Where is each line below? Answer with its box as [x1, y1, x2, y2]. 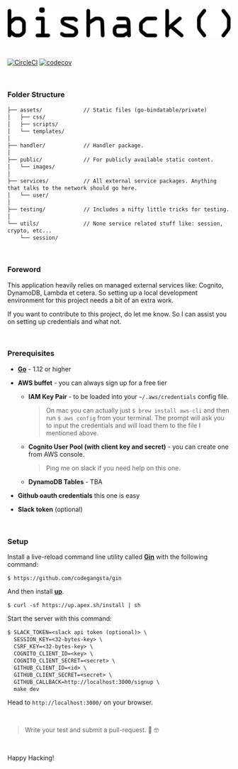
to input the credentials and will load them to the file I [45, 421, 201, 430]
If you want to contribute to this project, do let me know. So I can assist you [7, 310, 227, 318]
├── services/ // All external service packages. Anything [7, 178, 217, 185]
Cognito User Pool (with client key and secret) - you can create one [28, 442, 229, 451]
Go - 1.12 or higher [17, 364, 72, 373]
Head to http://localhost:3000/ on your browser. [7, 698, 154, 707]
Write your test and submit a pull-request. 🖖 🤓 [24, 726, 159, 734]
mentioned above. [45, 428, 99, 437]
